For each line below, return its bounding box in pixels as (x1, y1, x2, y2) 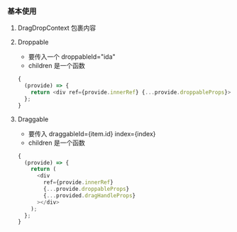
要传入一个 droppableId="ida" (28, 53, 116, 61)
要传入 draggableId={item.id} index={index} (28, 129, 156, 138)
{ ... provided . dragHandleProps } (43, 192, 136, 199)
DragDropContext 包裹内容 (17, 23, 97, 33)
